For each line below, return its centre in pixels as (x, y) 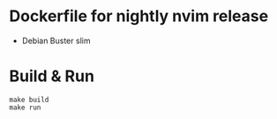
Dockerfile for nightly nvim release (139, 16)
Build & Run (52, 76)
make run (25, 108)
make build (29, 100)
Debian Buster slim (56, 41)
